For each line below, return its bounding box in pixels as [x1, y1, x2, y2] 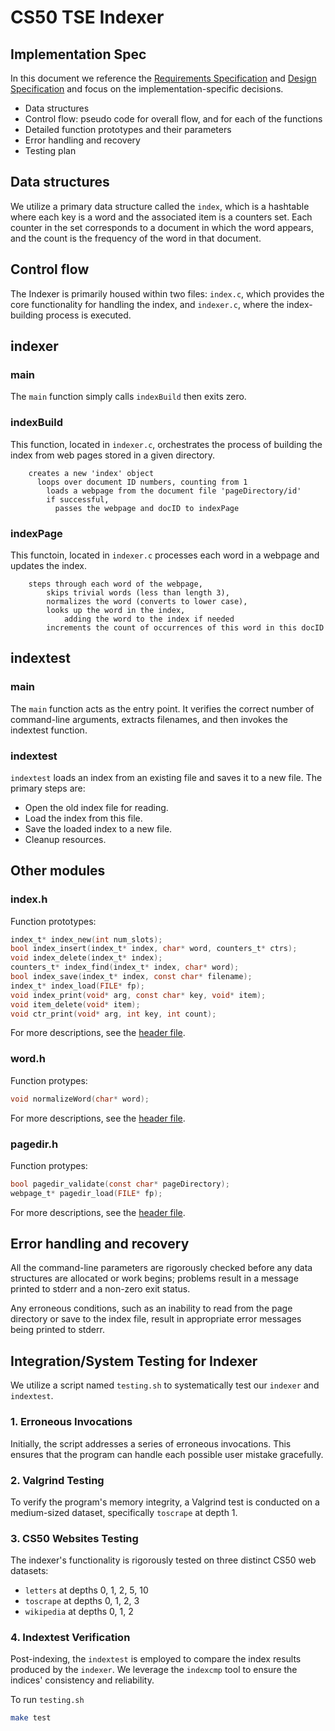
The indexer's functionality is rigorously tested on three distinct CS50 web [10, 1554, 317, 1566]
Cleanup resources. [24, 833, 107, 845]
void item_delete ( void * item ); [10, 999, 141, 1010]
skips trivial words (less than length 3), [46, 587, 230, 598]
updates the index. [10, 559, 87, 571]
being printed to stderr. [10, 1324, 105, 1336]
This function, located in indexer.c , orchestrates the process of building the [10, 438, 323, 450]
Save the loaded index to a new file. [24, 822, 173, 835]
